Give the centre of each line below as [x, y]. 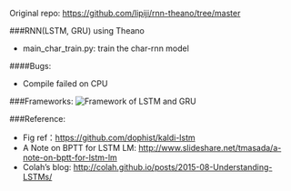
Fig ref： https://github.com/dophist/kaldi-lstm [109, 137]
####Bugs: [30, 66]
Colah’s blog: [47, 167]
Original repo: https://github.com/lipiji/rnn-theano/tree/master [125, 13]
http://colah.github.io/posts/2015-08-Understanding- [173, 167]
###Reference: [38, 119]
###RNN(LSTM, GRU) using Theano [77, 30]
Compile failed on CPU [65, 84]
